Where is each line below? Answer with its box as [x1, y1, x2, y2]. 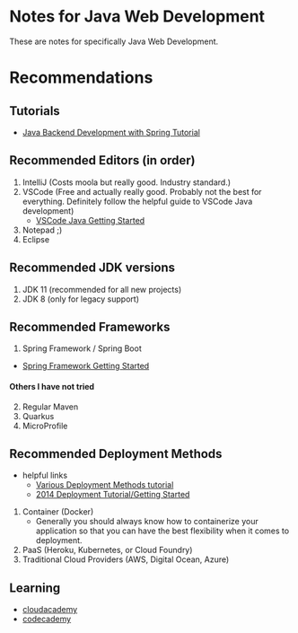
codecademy [22, 613, 72, 625]
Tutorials [9, 103, 60, 119]
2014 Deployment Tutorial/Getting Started [35, 489, 190, 500]
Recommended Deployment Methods [9, 446, 223, 462]
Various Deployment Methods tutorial [35, 479, 174, 490]
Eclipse [22, 233, 50, 244]
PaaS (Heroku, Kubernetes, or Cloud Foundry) [22, 545, 193, 556]
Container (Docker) [22, 506, 94, 517]
